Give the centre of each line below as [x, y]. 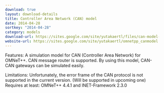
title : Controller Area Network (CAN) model [51, 19]
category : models [23, 32]
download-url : [20, 37]
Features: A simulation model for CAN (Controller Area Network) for [73, 55]
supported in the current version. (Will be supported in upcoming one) [76, 80]
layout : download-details [31, 14]
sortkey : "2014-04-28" [28, 28]
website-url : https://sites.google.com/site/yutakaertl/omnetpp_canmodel [82, 41]
